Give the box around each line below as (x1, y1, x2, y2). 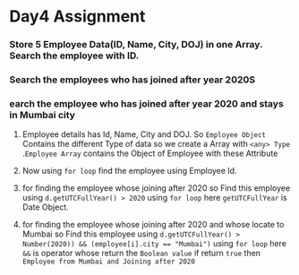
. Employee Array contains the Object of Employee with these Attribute (21, 148, 278, 159)
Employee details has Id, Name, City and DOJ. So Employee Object (21, 129, 267, 140)
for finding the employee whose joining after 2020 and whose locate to (21, 219, 285, 230)
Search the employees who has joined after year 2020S (9, 73, 256, 86)
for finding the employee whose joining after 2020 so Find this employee (21, 183, 291, 193)
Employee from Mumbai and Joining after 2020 (21, 257, 195, 266)
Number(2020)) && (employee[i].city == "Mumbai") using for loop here (21, 238, 286, 249)
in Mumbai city (9, 108, 76, 121)
